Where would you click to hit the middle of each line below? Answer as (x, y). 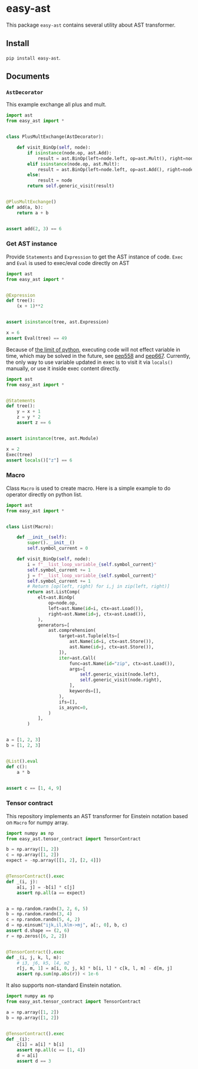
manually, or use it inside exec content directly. (63, 368)
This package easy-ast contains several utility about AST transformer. (91, 25)
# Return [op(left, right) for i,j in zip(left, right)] (98, 587)
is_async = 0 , (73, 708)
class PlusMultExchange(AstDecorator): (55, 137)
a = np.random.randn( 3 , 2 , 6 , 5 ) (47, 909)
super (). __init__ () (51, 543)
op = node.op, (63, 603)
